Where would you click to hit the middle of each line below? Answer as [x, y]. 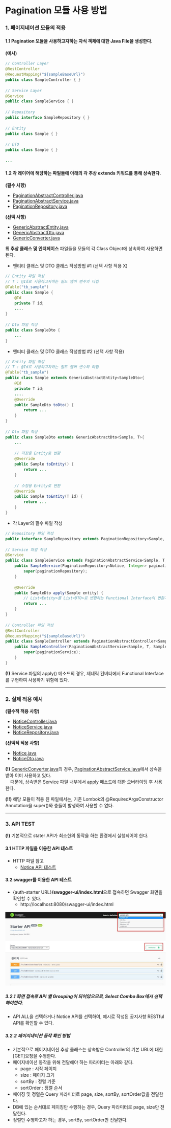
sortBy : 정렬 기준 [38, 1081]
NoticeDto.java [28, 759]
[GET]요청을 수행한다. [35, 1056]
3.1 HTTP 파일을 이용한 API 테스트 [39, 848]
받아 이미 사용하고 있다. [28, 776]
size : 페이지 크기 [37, 1075]
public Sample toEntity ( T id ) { [49, 497]
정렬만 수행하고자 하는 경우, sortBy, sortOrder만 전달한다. [70, 1120]
